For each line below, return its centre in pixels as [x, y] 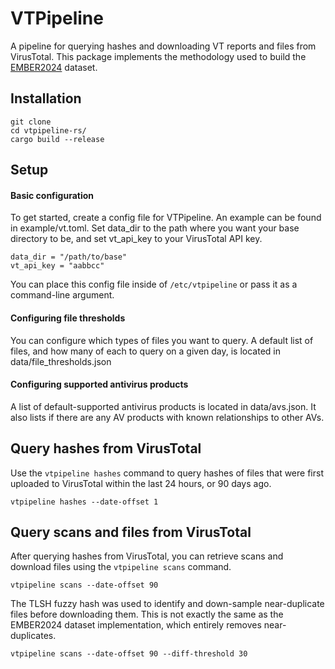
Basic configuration [52, 195]
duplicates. [33, 636]
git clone [31, 122]
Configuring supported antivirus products [99, 384]
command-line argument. [62, 295]
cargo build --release [57, 139]
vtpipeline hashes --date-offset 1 [84, 502]
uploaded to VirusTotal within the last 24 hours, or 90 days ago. [141, 483]
